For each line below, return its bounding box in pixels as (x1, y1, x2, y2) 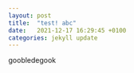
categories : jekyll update (8, 33, 98, 42)
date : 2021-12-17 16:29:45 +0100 (8, 26, 127, 34)
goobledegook (8, 56, 57, 65)
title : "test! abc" (8, 19, 77, 27)
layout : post (8, 11, 52, 20)
